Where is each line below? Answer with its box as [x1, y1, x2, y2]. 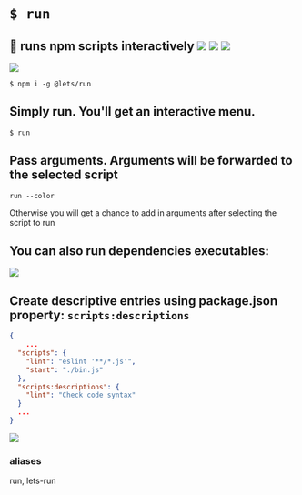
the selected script [9, 167, 118, 183]
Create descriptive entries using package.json [9, 293, 278, 308]
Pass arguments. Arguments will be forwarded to [9, 153, 293, 168]
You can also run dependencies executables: [9, 243, 270, 259]
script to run [9, 217, 55, 227]
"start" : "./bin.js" [25, 365, 104, 374]
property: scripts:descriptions [9, 307, 190, 323]
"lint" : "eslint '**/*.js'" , [25, 357, 136, 366]
